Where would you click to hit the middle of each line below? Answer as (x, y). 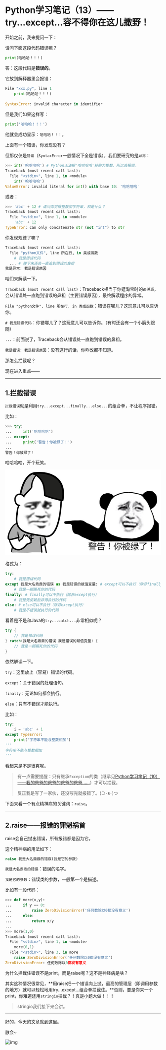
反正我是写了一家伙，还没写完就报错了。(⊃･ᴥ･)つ (68, 793)
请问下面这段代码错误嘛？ (31, 48)
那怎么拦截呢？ (20, 361)
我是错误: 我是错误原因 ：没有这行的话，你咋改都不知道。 (61, 350)
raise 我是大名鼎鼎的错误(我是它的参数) (41, 859)
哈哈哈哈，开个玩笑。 (27, 462)
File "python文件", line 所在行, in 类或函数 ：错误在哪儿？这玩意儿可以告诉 (82, 306)
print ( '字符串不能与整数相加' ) (42, 740)
